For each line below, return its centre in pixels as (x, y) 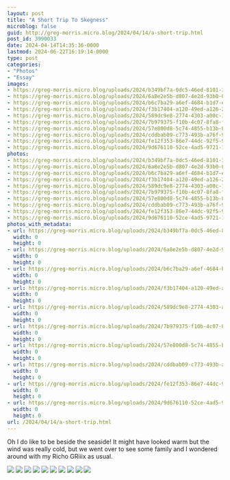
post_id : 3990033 (32, 39)
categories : (24, 65)
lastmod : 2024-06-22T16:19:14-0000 (58, 52)
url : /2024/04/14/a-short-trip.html (59, 422)
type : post (23, 58)
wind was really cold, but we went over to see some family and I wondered (112, 449)
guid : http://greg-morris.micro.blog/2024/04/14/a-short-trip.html (105, 33)
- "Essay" (21, 77)
